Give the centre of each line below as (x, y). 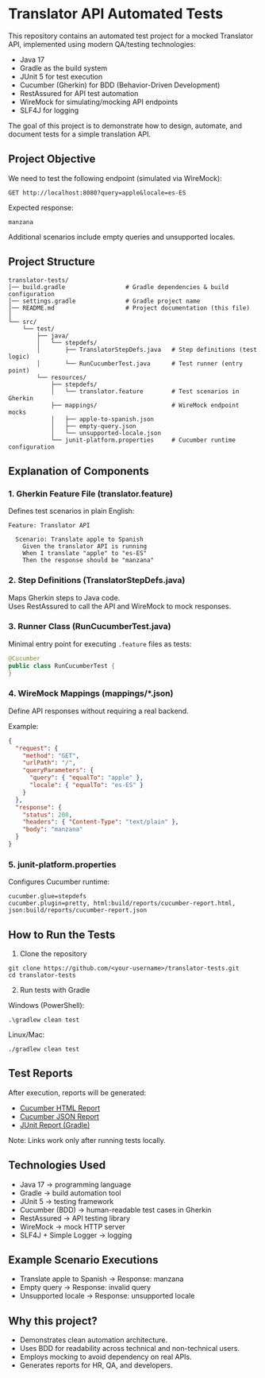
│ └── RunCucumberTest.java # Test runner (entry (140, 363)
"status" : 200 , (48, 815)
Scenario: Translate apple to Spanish (80, 540)
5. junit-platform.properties (62, 864)
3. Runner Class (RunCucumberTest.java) (90, 627)
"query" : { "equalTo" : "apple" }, (86, 778)
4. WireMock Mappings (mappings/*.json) (91, 693)
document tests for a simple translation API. (80, 134)
